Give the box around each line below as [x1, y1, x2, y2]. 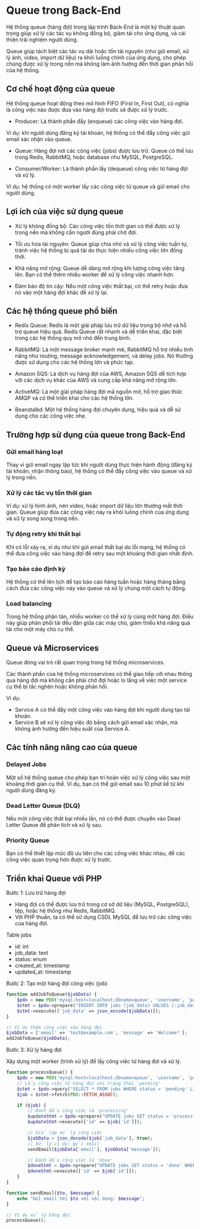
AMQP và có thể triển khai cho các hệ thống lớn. [14, 394, 134, 402]
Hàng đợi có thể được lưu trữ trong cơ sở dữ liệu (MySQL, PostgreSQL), [14, 901, 190, 908]
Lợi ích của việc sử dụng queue [6, 206, 124, 217]
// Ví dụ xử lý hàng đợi [6, 1212, 70, 1218]
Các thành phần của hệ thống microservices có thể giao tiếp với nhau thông [6, 671, 192, 678]
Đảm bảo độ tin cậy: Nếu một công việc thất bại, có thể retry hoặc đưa [14, 282, 188, 289]
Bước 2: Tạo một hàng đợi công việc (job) [6, 980, 108, 987]
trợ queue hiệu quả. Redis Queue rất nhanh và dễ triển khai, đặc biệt [14, 328, 183, 335]
